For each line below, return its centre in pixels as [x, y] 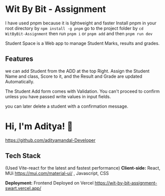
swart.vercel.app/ [23, 188]
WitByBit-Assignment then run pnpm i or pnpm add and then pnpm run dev [79, 33]
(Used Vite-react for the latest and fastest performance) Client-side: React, [83, 168]
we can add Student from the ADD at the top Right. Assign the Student [77, 71]
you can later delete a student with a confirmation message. [67, 106]
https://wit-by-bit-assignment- [126, 183]
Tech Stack [23, 156]
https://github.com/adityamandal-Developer [50, 140]
